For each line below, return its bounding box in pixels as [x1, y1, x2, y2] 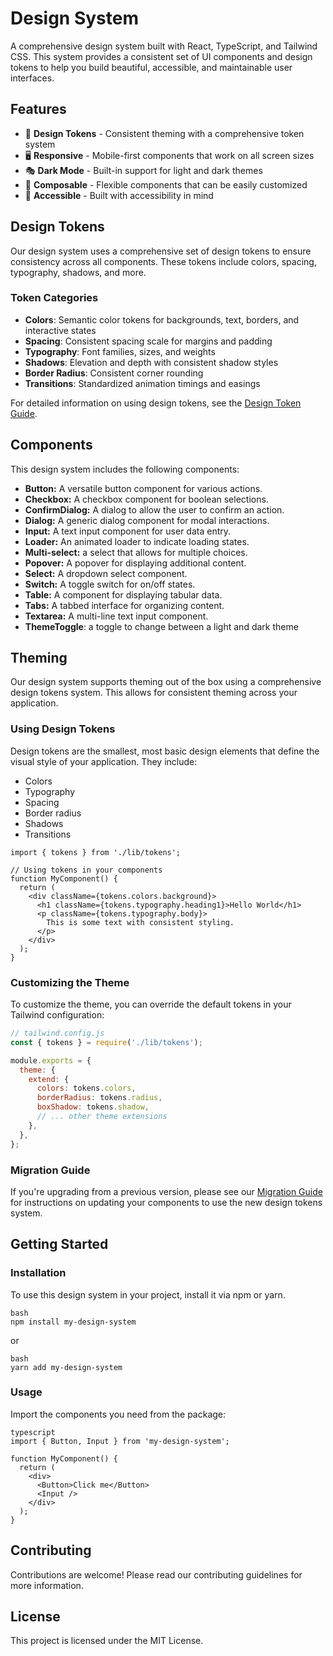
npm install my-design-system [10, 1317, 137, 1327]
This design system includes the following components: [10, 463, 240, 475]
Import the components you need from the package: [10, 1408, 227, 1420]
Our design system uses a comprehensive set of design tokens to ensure [10, 245, 312, 257]
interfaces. [10, 72, 55, 84]
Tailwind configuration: [10, 1009, 105, 1021]
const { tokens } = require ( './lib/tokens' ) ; [10, 1037, 203, 1047]
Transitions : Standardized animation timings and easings [24, 377, 261, 389]
